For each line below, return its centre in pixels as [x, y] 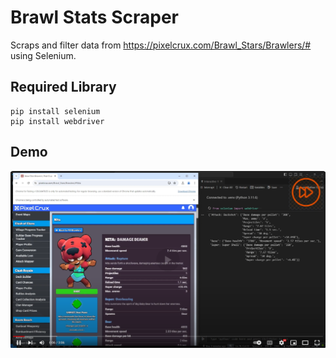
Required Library [63, 87]
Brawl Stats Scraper [94, 17]
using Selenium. [43, 55]
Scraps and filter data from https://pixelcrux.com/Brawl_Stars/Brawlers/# [161, 45]
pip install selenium [55, 111]
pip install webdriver [57, 121]
